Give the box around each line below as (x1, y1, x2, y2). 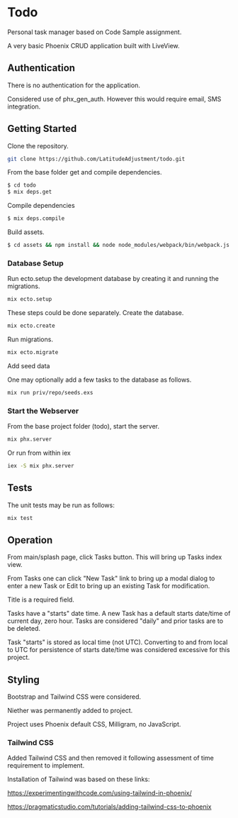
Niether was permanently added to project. (7, 707, 133, 715)
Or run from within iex (7, 448, 71, 457)
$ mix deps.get (7, 189, 52, 196)
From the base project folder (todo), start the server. (7, 422, 159, 431)
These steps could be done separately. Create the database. (7, 309, 184, 317)
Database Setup (7, 258, 64, 268)
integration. (7, 102, 41, 111)
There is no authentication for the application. (7, 81, 140, 89)
